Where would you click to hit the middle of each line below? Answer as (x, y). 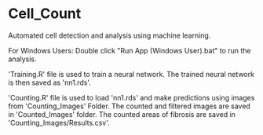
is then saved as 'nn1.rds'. (50, 82)
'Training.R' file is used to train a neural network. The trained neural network (131, 74)
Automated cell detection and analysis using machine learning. (110, 35)
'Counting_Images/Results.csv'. (59, 122)
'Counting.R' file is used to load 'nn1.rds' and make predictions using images (131, 97)
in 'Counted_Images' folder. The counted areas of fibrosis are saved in (122, 114)
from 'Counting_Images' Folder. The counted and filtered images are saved (130, 106)
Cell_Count (45, 14)
